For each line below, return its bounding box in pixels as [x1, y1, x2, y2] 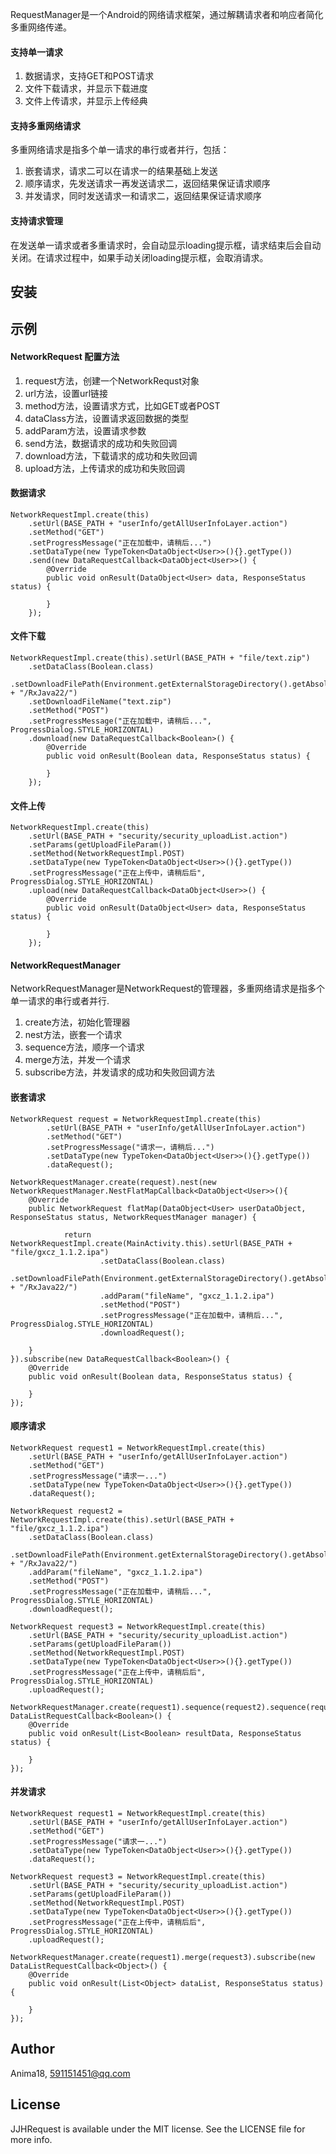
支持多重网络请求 [10, 119, 81, 132]
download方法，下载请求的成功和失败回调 [24, 449, 198, 462]
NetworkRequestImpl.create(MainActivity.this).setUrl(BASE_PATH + [10, 1238, 293, 1248]
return [63, 1229, 92, 1240]
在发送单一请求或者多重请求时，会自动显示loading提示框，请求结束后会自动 [10, 239, 322, 251]
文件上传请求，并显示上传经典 [24, 95, 148, 107]
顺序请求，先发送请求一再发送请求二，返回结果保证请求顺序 [24, 178, 271, 190]
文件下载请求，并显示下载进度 [24, 83, 148, 95]
